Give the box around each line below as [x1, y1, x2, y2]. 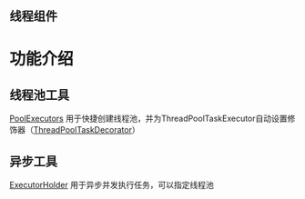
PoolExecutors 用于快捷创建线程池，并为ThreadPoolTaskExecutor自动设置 [9, 113, 289, 124]
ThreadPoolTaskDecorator [33, 124, 132, 135]
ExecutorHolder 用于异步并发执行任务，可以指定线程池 [9, 180, 214, 191]
